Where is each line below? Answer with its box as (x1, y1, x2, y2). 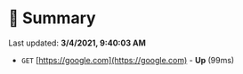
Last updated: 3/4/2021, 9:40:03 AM (8, 37, 146, 48)
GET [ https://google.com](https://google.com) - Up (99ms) (20, 54, 235, 65)
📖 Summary (8, 8, 96, 29)
